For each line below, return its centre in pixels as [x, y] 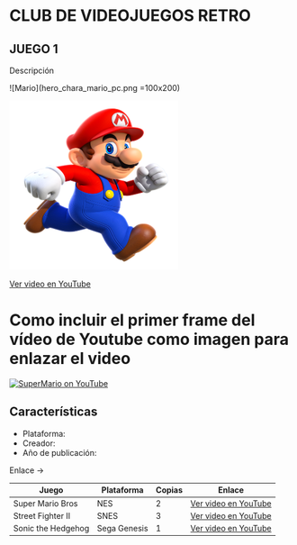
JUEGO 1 [34, 49]
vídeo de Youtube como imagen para [149, 340]
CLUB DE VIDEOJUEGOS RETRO [130, 16]
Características [54, 412]
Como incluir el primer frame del [132, 320]
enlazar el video [70, 359]
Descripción [32, 70]
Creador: [39, 443]
